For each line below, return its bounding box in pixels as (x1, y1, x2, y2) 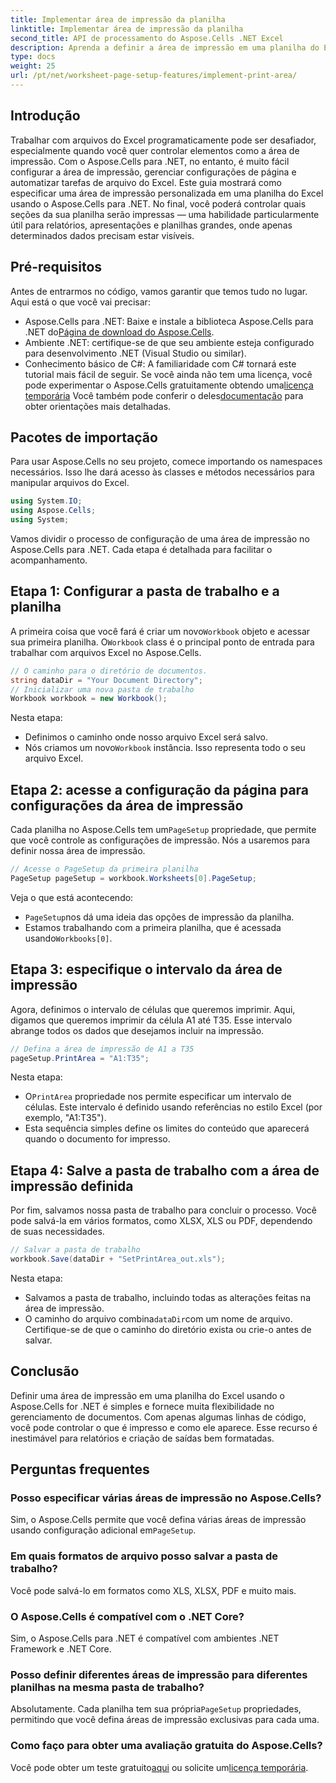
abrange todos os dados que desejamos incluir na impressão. (10, 1024, 265, 1036)
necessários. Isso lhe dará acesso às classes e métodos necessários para (10, 466, 315, 478)
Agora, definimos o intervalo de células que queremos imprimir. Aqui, (10, 1003, 296, 1015)
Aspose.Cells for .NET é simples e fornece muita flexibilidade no (10, 1400, 275, 1412)
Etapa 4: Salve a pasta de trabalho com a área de (10, 1162, 320, 1179)
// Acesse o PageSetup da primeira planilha (10, 864, 199, 875)
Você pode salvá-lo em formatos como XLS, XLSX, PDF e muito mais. (10, 1584, 297, 1596)
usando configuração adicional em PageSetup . (10, 1524, 197, 1536)
